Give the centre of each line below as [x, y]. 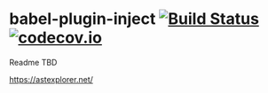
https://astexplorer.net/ [51, 79]
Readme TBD [33, 62]
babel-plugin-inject [83, 19]
